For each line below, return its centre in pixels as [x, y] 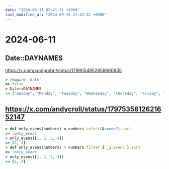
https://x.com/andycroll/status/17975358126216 [83, 109]
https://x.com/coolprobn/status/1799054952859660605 [64, 70]
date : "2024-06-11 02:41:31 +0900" [43, 10]
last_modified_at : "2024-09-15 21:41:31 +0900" [56, 15]
